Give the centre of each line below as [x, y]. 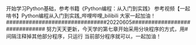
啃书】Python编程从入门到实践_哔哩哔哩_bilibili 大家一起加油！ [81, 16]
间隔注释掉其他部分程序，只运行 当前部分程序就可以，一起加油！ [84, 36]
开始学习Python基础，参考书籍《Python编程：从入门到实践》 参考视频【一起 [98, 8]
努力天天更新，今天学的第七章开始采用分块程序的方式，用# [117, 29]
